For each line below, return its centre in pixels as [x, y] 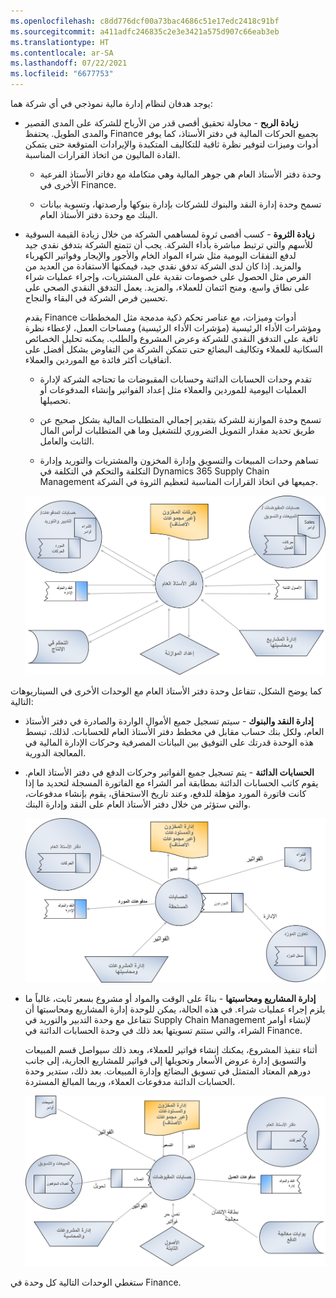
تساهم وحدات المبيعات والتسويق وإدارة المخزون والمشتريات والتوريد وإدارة [179, 460]
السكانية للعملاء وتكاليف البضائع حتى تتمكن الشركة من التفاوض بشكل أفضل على [173, 349]
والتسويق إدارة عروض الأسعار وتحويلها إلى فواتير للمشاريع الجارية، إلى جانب [165, 1060]
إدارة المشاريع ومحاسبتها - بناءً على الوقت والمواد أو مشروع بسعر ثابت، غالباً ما [170, 998]
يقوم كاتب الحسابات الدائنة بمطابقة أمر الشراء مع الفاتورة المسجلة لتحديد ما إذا [171, 782]
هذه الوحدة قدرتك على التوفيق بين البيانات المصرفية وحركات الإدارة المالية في [169, 742]
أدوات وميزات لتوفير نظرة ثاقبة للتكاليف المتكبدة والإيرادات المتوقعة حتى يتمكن [171, 144]
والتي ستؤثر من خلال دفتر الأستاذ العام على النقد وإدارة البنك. [137, 804]
